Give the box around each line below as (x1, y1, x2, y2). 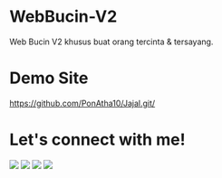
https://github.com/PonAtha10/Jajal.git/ (9, 98, 156, 108)
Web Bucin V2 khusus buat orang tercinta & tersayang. (9, 36, 214, 47)
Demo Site (9, 68, 89, 89)
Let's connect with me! (9, 129, 186, 150)
